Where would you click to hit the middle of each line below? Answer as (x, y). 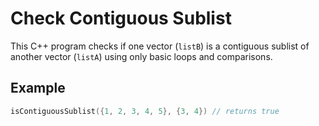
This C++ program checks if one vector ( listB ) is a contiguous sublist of (160, 46)
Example (38, 88)
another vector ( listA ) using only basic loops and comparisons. (141, 56)
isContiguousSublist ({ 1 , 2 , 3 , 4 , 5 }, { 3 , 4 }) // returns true (145, 111)
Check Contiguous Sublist (121, 18)
